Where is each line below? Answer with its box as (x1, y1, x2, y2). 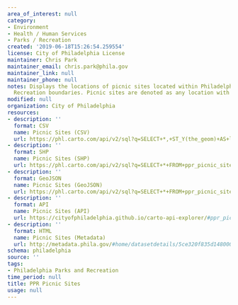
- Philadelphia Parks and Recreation (7, 267, 119, 274)
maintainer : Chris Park (7, 57, 78, 64)
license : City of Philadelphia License (7, 50, 125, 57)
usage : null (7, 287, 42, 294)
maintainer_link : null (7, 69, 74, 76)
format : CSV (13, 122, 50, 130)
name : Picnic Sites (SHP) (13, 155, 91, 163)
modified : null (7, 96, 52, 103)
